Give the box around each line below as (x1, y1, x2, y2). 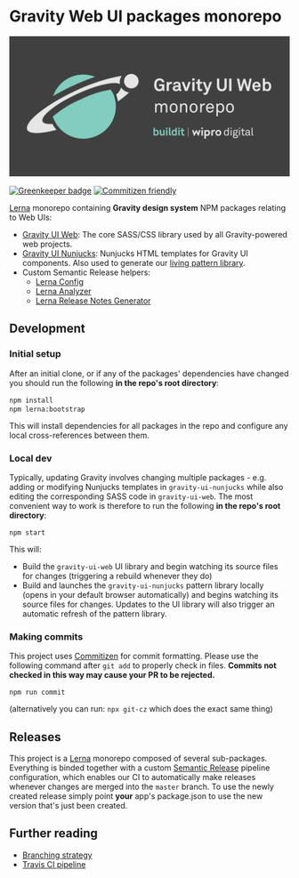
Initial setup (9, 348, 61, 360)
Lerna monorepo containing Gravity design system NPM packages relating (9, 202, 287, 213)
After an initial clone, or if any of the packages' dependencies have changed (9, 367, 289, 379)
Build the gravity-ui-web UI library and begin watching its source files (21, 560, 279, 571)
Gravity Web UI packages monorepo (9, 6, 282, 27)
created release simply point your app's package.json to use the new (9, 791, 263, 801)
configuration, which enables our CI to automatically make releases (9, 772, 256, 783)
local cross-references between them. (9, 430, 149, 440)
